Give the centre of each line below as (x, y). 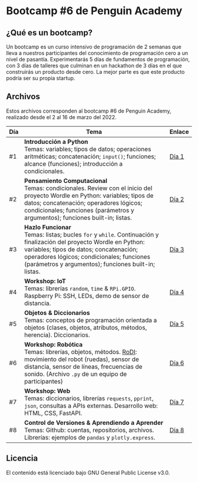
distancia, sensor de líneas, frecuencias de (83, 366)
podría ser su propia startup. (41, 78)
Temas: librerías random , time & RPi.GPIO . (80, 288)
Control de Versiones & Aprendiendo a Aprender (94, 422)
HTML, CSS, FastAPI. (53, 413)
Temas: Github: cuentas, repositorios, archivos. (89, 430)
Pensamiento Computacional (66, 181)
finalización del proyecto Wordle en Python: (85, 242)
